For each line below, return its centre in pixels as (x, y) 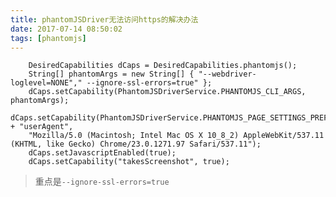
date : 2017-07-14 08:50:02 (66, 29)
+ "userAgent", (42, 127)
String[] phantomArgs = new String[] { (111, 74)
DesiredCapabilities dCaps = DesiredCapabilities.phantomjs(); (163, 66)
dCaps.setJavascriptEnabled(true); (102, 153)
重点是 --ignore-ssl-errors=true (102, 182)
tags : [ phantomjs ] (48, 38)
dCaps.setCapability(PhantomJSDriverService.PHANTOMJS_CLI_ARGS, (167, 92)
